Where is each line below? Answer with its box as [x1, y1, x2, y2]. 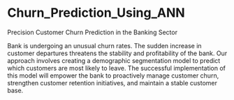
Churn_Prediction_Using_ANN [7, 5, 185, 21]
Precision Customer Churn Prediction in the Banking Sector [7, 28, 178, 36]
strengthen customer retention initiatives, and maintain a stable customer [7, 78, 218, 87]
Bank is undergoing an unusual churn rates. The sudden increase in [7, 41, 202, 50]
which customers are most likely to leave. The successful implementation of [7, 64, 226, 72]
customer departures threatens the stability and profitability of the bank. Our [7, 49, 228, 57]
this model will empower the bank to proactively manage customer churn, [7, 71, 219, 80]
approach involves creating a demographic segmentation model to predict [7, 56, 221, 64]
